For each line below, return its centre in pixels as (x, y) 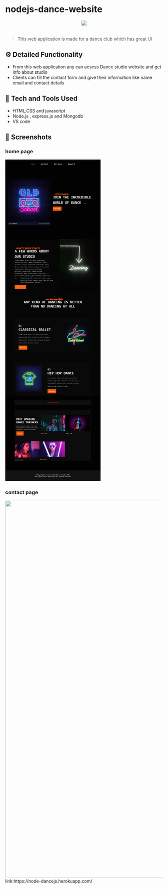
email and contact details (38, 83)
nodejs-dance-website (54, 9)
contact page (22, 492)
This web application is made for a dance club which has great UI (85, 39)
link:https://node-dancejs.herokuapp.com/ (49, 881)
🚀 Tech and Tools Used (41, 99)
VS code (21, 121)
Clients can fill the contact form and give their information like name (82, 77)
